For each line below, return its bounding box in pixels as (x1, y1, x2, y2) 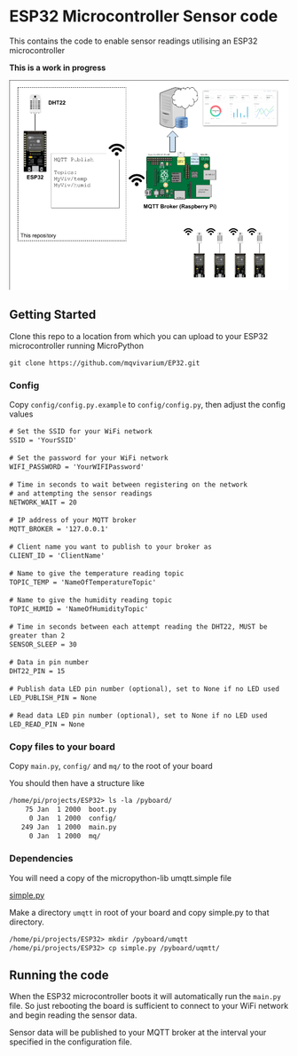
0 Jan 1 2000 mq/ (28, 832, 101, 841)
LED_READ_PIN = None (9, 720, 86, 729)
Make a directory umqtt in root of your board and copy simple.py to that (9, 907, 270, 917)
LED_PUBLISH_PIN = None (9, 694, 98, 703)
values (9, 409, 34, 419)
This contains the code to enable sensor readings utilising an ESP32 (9, 36, 258, 46)
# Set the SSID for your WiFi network (9, 427, 153, 436)
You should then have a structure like (9, 778, 145, 789)
